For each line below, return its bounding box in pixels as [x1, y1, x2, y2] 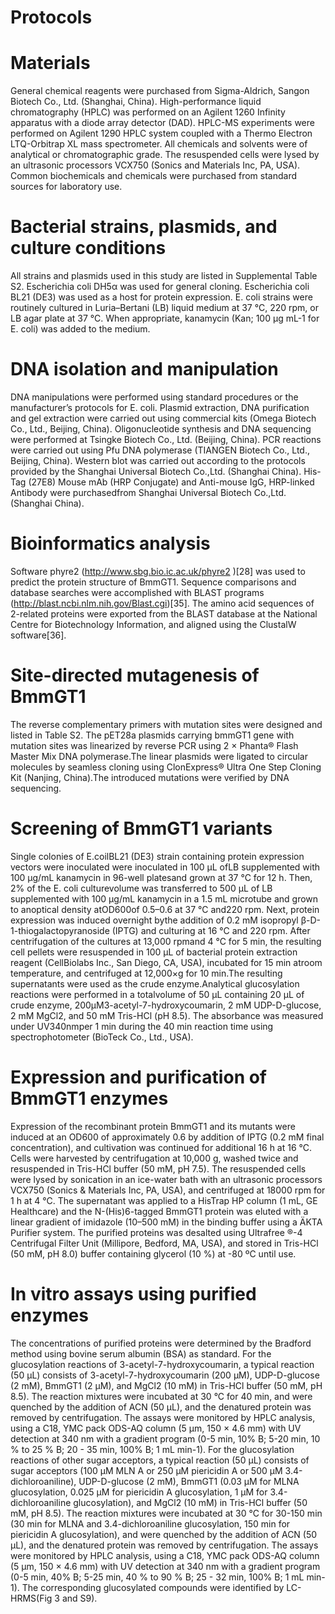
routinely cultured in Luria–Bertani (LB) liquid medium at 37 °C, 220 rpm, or [10, 302, 319, 314]
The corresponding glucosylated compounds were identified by [21, 1581, 285, 1593]
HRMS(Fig [10, 1592, 53, 1604]
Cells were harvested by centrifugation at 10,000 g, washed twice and [10, 1152, 299, 1164]
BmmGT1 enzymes [10, 1087, 169, 1110]
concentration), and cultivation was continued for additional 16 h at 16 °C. [10, 1141, 313, 1153]
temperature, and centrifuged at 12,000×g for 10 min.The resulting [10, 967, 283, 979]
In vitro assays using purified [10, 1282, 257, 1305]
